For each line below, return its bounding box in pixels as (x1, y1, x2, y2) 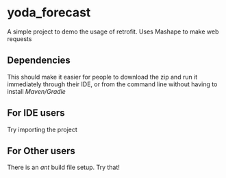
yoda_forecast (7, 5, 91, 21)
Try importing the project (7, 125, 77, 133)
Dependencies (7, 55, 71, 66)
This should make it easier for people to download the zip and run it (7, 73, 198, 81)
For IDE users (7, 107, 65, 119)
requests (7, 34, 32, 42)
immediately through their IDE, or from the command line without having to (7, 80, 218, 88)
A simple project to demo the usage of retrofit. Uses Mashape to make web (7, 27, 219, 36)
